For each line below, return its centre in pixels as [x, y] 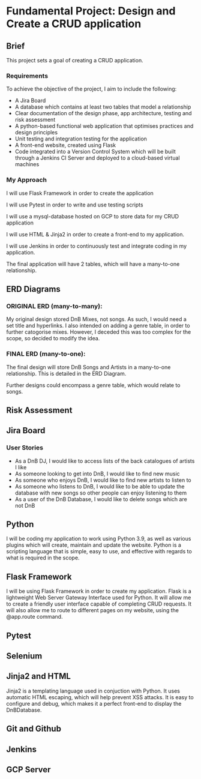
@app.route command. [34, 617]
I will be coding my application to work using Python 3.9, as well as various [99, 539]
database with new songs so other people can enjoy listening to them [101, 493]
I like [21, 467]
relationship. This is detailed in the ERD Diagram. [66, 373]
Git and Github [34, 729]
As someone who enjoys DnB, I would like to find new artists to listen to [103, 480]
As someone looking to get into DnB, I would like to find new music [97, 474]
